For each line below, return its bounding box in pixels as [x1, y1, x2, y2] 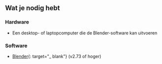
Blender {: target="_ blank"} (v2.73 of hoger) [12, 53, 102, 59]
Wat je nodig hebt [5, 4, 60, 12]
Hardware [5, 19, 29, 26]
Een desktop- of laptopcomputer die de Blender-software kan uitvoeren [12, 30, 158, 36]
